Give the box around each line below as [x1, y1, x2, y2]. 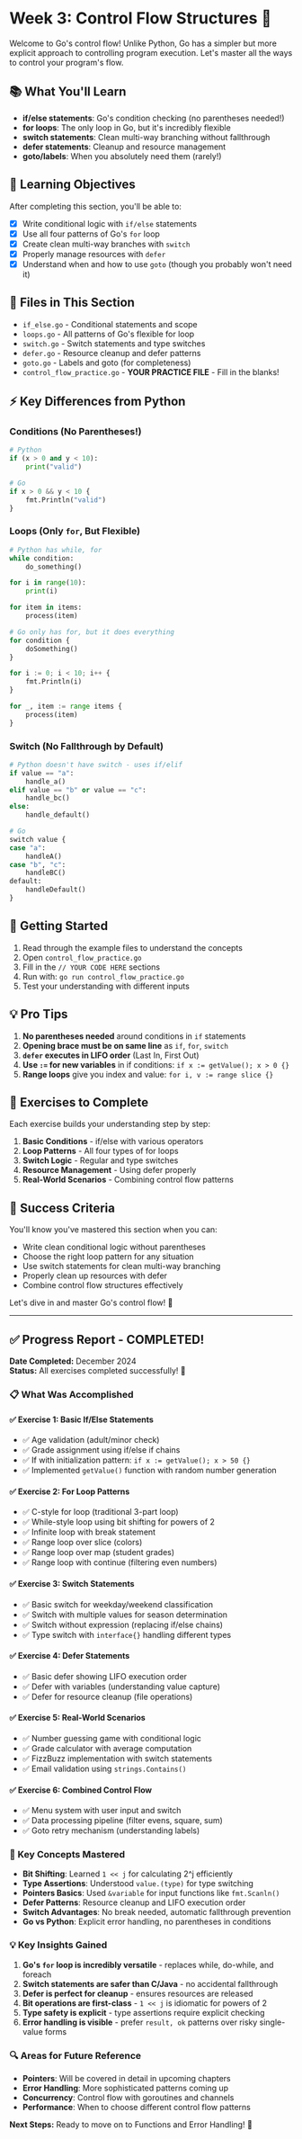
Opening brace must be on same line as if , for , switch [22, 1040, 229, 1051]
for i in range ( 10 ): [9, 578, 87, 587]
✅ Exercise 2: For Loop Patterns [9, 1486, 130, 1497]
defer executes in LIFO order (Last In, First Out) [22, 1050, 200, 1061]
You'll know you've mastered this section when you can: [9, 1224, 218, 1235]
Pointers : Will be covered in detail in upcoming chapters [22, 2073, 231, 2084]
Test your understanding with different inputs [22, 980, 191, 991]
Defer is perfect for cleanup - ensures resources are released [22, 1988, 253, 1999]
